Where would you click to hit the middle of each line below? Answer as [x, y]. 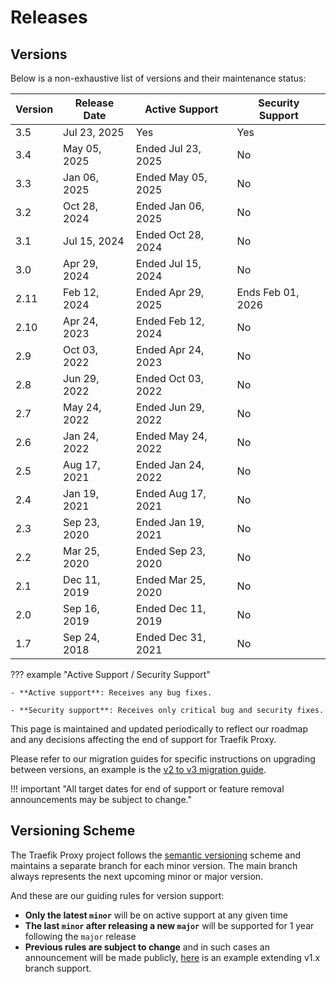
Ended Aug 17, [171, 493]
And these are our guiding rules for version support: [117, 895]
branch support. [58, 968]
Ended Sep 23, [170, 551]
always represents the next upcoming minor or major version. [137, 876]
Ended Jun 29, [170, 407]
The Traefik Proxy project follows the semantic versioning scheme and [155, 855]
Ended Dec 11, [171, 608]
